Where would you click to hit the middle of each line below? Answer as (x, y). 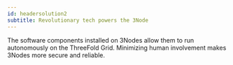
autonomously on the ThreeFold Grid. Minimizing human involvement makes (117, 48)
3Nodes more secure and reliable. (56, 55)
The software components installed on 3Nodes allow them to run (101, 40)
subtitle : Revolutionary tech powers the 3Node (78, 20)
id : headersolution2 (37, 14)
